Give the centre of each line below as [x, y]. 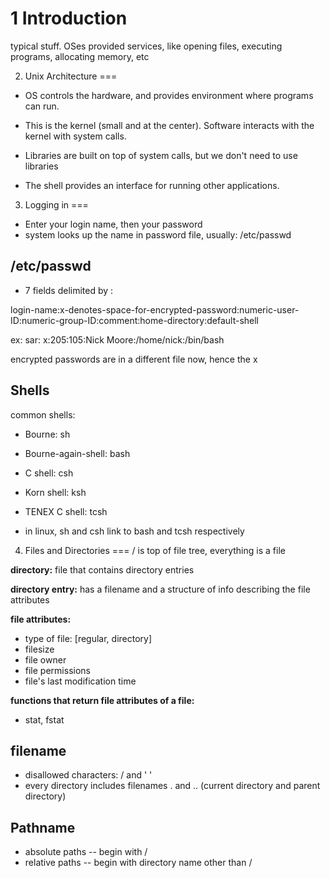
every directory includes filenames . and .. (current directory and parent [172, 786]
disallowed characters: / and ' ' [88, 775]
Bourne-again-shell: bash [77, 453]
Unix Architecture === [71, 76]
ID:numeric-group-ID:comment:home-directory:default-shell [134, 320]
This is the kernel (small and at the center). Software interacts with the [169, 125]
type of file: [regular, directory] [88, 638]
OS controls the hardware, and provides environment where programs [169, 95]
